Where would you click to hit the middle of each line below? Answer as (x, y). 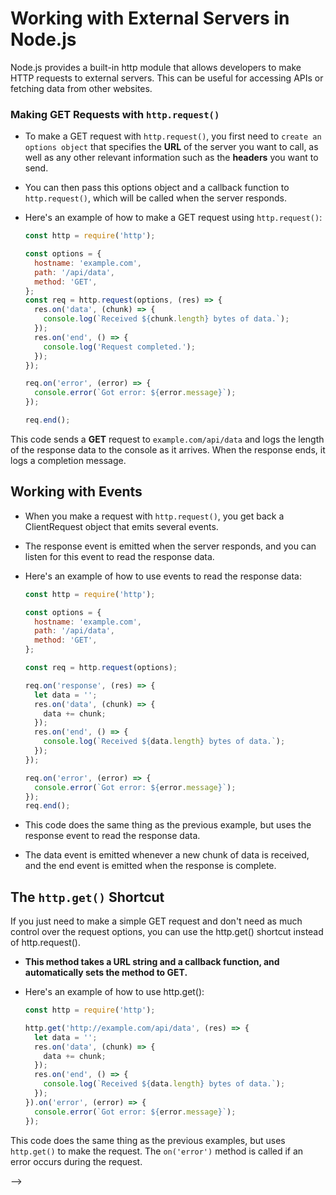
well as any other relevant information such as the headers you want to (171, 158)
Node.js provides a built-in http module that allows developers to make (156, 67)
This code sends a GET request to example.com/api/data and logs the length (167, 439)
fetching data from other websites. (81, 88)
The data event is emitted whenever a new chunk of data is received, (167, 855)
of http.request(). (45, 943)
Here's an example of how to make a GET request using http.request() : (173, 218)
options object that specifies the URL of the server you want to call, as (171, 147)
